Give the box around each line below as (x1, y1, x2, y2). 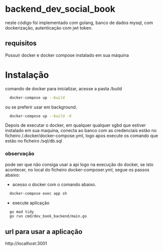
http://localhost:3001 (5, 241, 47, 247)
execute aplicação (12, 200, 50, 206)
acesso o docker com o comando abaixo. (12, 181, 97, 187)
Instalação (5, 69, 49, 81)
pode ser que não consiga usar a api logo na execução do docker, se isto (5, 161, 154, 167)
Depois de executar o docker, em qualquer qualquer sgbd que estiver (5, 122, 146, 128)
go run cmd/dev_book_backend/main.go (9, 214, 87, 219)
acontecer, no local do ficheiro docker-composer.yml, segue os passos (5, 167, 150, 172)
